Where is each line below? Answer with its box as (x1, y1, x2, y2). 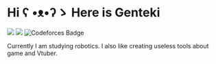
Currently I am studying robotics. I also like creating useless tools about (7, 42, 209, 50)
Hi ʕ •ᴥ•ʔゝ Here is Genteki (7, 5, 160, 20)
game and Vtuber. (7, 49, 58, 57)
